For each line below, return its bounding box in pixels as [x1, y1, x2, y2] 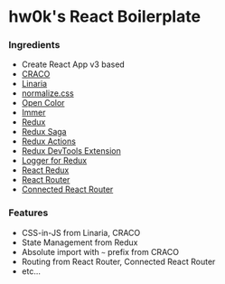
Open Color [21, 98, 65, 109]
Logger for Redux [21, 156, 88, 166]
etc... [21, 265, 42, 277]
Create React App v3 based [21, 59, 126, 70]
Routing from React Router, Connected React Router [21, 256, 216, 267]
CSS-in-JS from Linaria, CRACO [21, 227, 141, 238]
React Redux [21, 165, 70, 175]
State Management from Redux [21, 237, 138, 248]
